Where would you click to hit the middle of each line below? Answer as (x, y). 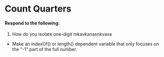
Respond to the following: (32, 23)
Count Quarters (38, 9)
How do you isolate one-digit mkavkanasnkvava (62, 34)
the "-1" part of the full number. (45, 49)
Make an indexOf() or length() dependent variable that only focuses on (86, 44)
